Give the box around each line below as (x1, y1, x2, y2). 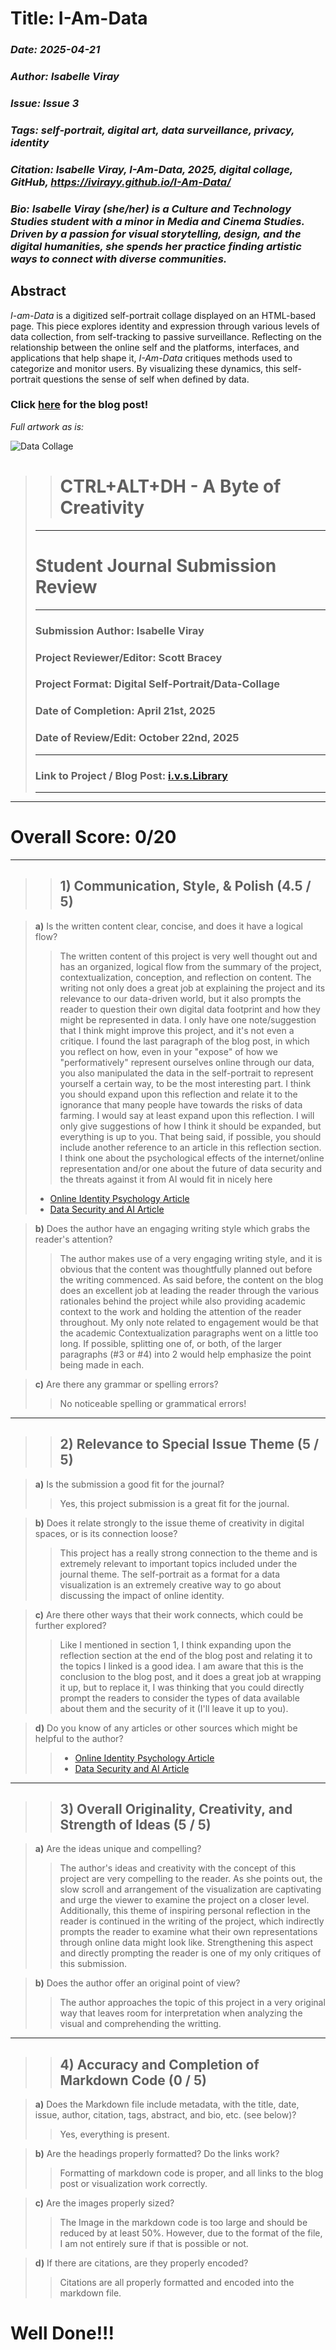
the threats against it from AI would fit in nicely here (59, 1173, 273, 1185)
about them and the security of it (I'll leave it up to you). (59, 1702, 289, 1714)
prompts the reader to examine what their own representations (59, 1926, 318, 1938)
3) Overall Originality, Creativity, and (59, 1800, 293, 1817)
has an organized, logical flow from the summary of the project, (59, 960, 322, 972)
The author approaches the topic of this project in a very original (59, 1997, 326, 2009)
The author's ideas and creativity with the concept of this (59, 1862, 297, 1874)
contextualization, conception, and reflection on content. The (59, 971, 312, 983)
